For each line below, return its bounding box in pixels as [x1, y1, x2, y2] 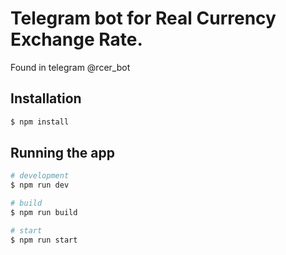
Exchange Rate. [10, 28, 143, 51]
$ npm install [10, 117, 70, 127]
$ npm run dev [10, 180, 70, 191]
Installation [10, 90, 82, 107]
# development [10, 171, 70, 181]
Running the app [10, 145, 115, 162]
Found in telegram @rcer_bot [10, 61, 131, 73]
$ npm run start [10, 235, 78, 245]
